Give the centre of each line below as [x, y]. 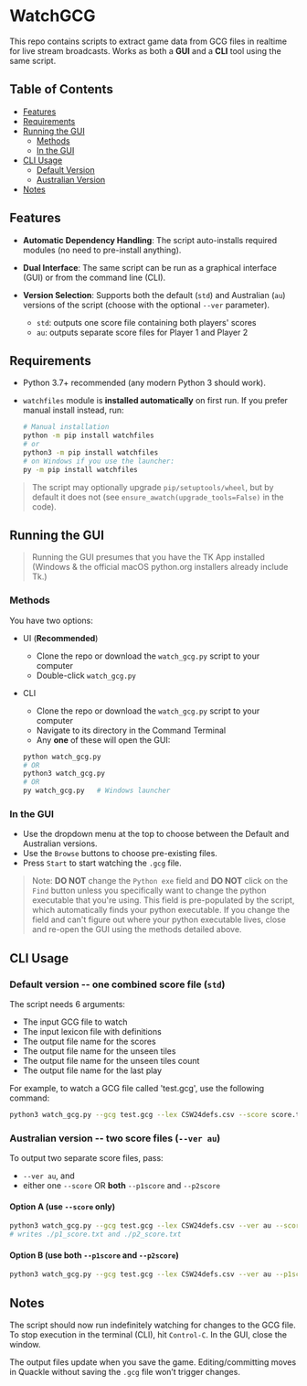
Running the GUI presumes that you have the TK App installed [148, 557]
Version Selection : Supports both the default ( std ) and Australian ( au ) [154, 295]
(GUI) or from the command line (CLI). [94, 277]
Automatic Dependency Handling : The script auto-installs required [150, 240]
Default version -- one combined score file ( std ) [117, 984]
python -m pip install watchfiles [88, 435]
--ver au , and [48, 1176]
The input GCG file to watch [75, 1022]
